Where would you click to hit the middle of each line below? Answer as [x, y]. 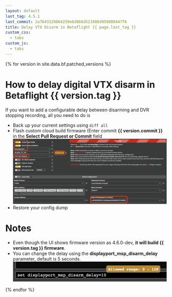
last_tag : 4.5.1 [23, 16]
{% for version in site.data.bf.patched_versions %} [58, 64]
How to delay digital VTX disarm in [80, 84]
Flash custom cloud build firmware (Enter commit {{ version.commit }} [88, 130]
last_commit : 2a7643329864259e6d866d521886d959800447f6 [66, 22]
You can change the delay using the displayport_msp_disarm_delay [85, 253]
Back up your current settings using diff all [60, 125]
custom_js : [17, 44]
